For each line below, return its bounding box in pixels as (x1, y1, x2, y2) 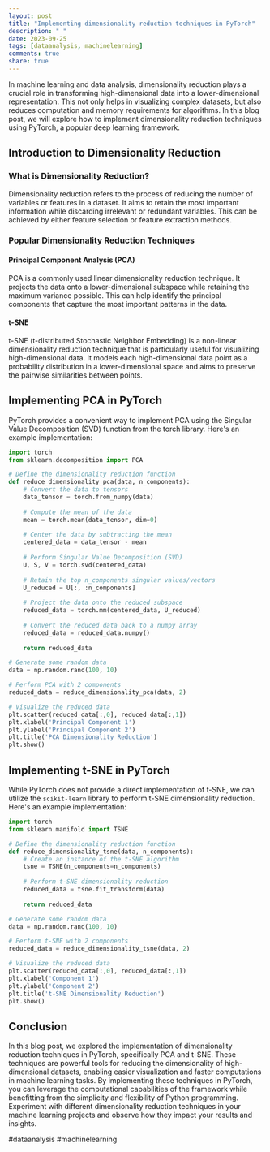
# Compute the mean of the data (23, 508, 132, 516)
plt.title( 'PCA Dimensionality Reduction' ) (8, 733, 158, 741)
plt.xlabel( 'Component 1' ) (8, 974, 100, 982)
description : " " (8, 27, 67, 35)
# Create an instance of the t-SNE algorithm (23, 855, 180, 863)
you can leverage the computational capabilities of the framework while (8, 1085, 248, 1094)
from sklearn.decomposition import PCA (8, 455, 144, 464)
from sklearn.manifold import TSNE (8, 825, 129, 833)
